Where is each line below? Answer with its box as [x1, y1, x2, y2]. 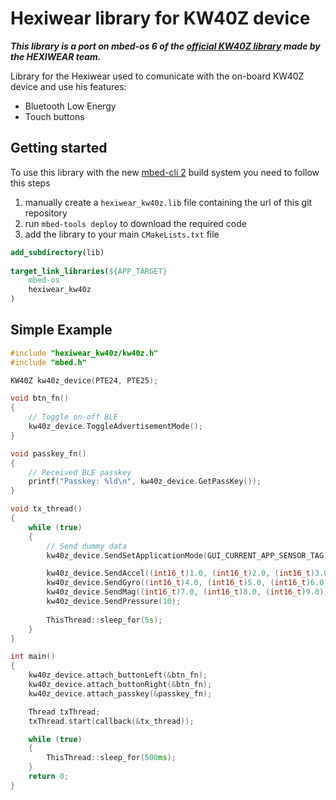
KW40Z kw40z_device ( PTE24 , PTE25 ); [10, 375, 159, 386]
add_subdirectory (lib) [10, 247, 105, 257]
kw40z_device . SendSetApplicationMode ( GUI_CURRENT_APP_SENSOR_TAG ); [46, 550, 333, 561]
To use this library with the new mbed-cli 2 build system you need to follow [10, 166, 320, 178]
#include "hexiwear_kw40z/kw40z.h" [10, 348, 159, 358]
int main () [10, 652, 56, 662]
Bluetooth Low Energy [24, 100, 117, 112]
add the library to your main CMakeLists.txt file [24, 228, 220, 240]
